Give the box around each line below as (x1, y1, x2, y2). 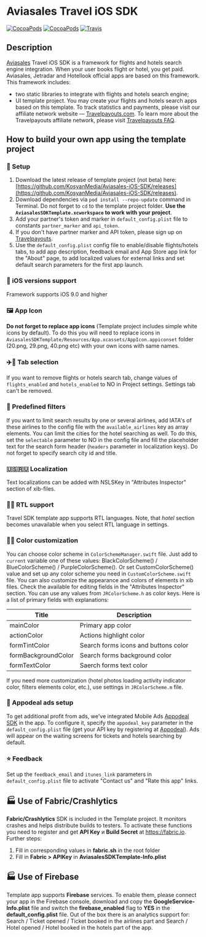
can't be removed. (6, 387, 53, 395)
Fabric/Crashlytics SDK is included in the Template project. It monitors (6, 815, 186, 822)
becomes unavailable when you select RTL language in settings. (6, 521, 169, 528)
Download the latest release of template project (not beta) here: (15, 176, 177, 184)
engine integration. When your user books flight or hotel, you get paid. (6, 65, 184, 73)
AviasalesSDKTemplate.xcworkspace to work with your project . (15, 209, 172, 216)
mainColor (9, 621, 40, 630)
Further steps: (6, 834, 42, 842)
